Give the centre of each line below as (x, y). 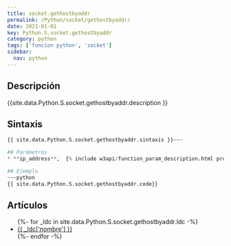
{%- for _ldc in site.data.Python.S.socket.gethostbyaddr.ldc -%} (108, 222)
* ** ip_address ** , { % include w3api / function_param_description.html (110, 159)
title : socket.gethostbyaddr (49, 13)
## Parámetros (27, 153)
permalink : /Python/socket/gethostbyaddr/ (69, 20)
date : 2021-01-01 (32, 26)
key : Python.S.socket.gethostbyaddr (59, 33)
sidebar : (20, 52)
